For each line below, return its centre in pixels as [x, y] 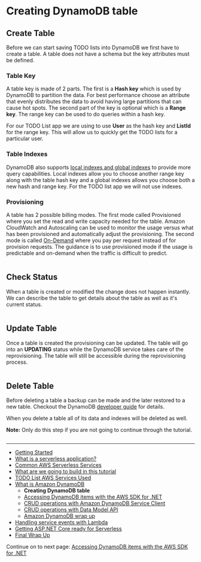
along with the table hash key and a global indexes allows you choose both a [100, 180]
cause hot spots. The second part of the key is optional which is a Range [96, 108]
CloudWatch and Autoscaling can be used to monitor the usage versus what [100, 227]
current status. [24, 304]
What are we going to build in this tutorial [66, 472]
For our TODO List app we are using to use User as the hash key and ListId [99, 126]
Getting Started [33, 452]
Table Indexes [27, 154]
